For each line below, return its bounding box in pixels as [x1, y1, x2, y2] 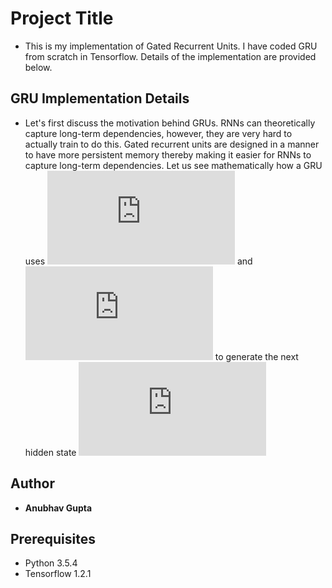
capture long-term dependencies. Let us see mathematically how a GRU [24, 159, 323, 171]
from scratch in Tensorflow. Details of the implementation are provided [24, 50, 317, 62]
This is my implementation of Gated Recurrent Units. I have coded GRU [24, 40, 318, 52]
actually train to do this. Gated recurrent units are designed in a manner [24, 138, 320, 150]
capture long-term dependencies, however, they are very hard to [24, 127, 293, 139]
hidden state [24, 446, 77, 458]
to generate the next [214, 350, 299, 362]
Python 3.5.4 [24, 557, 78, 569]
